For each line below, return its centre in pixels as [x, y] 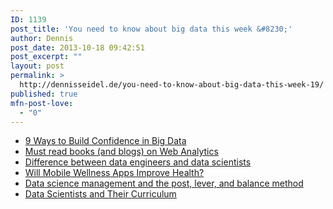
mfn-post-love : [42, 103]
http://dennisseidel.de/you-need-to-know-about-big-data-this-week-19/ [172, 85]
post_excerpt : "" [46, 57]
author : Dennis [42, 38]
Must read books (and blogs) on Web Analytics [121, 152]
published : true [44, 94]
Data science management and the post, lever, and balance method [164, 183]
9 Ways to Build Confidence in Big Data [105, 141]
